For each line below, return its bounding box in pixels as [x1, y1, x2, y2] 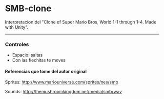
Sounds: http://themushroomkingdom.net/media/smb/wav [5, 89, 122, 95]
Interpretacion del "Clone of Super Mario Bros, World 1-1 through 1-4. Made [5, 19, 157, 25]
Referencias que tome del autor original [5, 68, 87, 74]
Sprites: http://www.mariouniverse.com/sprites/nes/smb [5, 79, 119, 85]
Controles [5, 41, 29, 48]
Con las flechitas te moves [12, 57, 66, 63]
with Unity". [5, 24, 28, 30]
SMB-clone [5, 3, 52, 14]
